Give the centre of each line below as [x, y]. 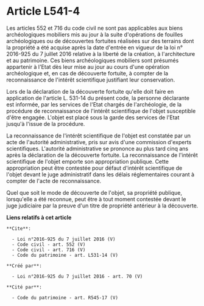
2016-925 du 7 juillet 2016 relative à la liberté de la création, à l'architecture [101, 54]
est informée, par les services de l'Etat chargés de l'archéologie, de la [94, 104]
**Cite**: [19, 228]
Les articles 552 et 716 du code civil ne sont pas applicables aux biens [95, 28]
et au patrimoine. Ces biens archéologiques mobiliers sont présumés [93, 60]
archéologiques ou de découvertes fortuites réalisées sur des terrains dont [100, 41]
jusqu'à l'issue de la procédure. [46, 123]
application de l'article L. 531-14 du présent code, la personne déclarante [98, 98]
